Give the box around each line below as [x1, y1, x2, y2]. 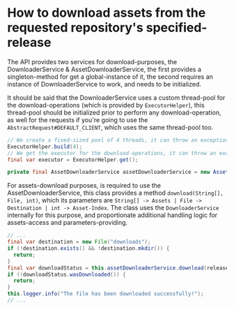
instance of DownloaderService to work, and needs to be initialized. [7, 80, 202, 88]
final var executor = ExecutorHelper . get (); [7, 156, 139, 163]
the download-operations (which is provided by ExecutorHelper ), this [7, 101, 205, 109]
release [7, 35, 52, 50]
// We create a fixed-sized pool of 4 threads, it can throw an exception [7, 136, 229, 144]
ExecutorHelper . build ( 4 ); [7, 143, 82, 150]
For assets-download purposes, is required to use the [7, 182, 162, 190]
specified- [146, 20, 208, 36]
